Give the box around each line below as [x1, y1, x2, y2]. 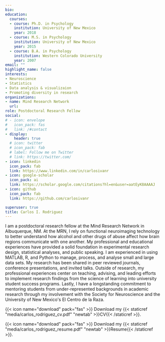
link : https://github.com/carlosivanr [9, 196, 90, 201]
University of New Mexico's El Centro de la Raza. [5, 296, 104, 302]
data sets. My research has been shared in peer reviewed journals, [5, 260, 140, 266]
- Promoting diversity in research [5, 90, 78, 95]
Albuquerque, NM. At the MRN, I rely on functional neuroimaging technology [5, 228, 160, 234]
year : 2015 [14, 44, 36, 49]
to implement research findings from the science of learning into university [5, 276, 157, 282]
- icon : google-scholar [5, 173, 54, 178]
